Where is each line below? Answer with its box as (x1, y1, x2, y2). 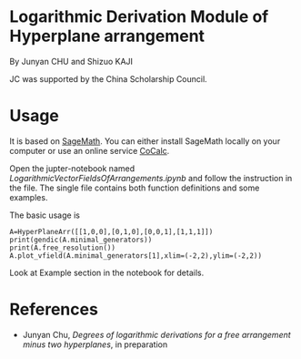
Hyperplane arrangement (9, 26, 206, 46)
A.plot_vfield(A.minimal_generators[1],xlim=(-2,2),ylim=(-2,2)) (9, 251, 262, 261)
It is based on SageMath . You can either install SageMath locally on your (9, 135, 281, 147)
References (9, 299, 98, 320)
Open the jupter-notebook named (9, 162, 135, 174)
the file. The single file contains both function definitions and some (9, 182, 260, 193)
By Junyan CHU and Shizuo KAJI (9, 56, 134, 67)
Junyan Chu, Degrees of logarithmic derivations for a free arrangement (22, 329, 291, 340)
